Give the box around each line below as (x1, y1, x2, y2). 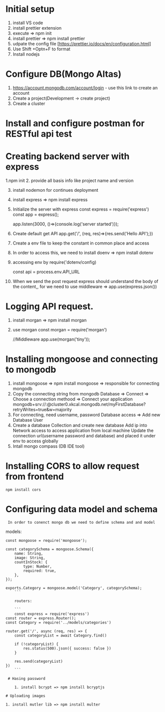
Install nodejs (12, 51, 40, 57)
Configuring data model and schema (5, 504, 158, 515)
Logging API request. (5, 301, 94, 312)
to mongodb (5, 364, 56, 375)
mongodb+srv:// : (12, 401, 48, 407)
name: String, (14, 551, 43, 556)
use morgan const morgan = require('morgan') (12, 326, 107, 332)
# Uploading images (5, 693, 46, 698)
